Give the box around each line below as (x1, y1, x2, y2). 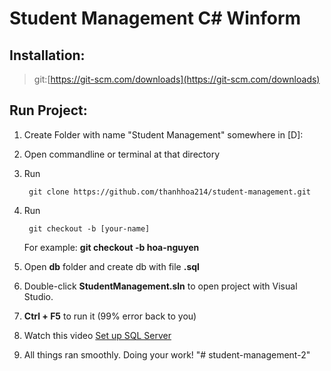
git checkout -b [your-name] (28, 223, 151, 234)
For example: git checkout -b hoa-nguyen (23, 241, 200, 253)
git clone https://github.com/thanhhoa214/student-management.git (28, 187, 311, 197)
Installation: (9, 47, 86, 64)
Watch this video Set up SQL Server (23, 329, 172, 341)
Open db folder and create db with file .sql (23, 260, 200, 272)
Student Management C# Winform (9, 7, 302, 30)
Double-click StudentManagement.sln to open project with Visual (23, 280, 298, 292)
